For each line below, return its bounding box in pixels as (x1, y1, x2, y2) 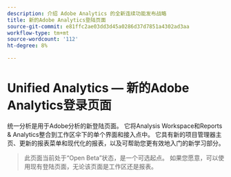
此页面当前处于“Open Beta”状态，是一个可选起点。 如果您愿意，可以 (23, 153, 219, 162)
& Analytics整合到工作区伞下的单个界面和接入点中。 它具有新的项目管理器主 (7, 130, 222, 138)
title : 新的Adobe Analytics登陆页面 (7, 17, 106, 24)
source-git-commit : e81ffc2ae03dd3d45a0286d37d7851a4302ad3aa (7, 23, 190, 30)
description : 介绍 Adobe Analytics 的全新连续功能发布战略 (7, 10, 167, 17)
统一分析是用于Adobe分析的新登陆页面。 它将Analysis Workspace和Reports (7, 122, 223, 130)
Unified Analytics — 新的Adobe (7, 80, 190, 96)
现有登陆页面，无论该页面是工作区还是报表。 (30, 162, 157, 170)
